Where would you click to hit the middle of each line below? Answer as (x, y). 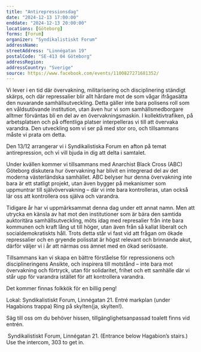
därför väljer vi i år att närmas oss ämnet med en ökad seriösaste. (87, 246)
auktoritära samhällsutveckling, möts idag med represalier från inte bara (95, 221)
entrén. (15, 324)
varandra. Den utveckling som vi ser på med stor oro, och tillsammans (92, 128)
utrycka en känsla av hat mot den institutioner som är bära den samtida (94, 214)
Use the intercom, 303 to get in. (45, 342)
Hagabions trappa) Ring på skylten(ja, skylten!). (65, 306)
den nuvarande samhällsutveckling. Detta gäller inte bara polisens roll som (98, 103)
